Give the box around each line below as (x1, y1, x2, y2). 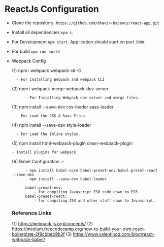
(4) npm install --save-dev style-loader (11, 122, 92, 128)
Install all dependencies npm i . (11, 29, 73, 35)
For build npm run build (11, 48, 60, 54)
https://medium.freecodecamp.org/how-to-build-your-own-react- (11, 226, 146, 232)
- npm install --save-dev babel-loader (25, 176, 107, 181)
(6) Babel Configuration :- (11, 158, 65, 164)
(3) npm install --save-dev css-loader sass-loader (11, 104, 114, 109)
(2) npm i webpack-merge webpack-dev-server (11, 85, 109, 92)
